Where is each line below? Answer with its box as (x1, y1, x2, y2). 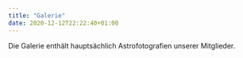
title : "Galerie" (8, 11, 66, 20)
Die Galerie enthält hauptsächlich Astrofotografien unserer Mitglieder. (8, 41, 236, 50)
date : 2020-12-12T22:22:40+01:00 (8, 19, 119, 27)
